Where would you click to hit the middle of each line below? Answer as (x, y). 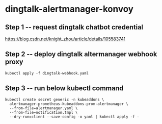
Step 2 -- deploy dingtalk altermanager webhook (81, 54)
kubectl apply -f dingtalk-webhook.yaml (47, 73)
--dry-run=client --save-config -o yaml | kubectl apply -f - (74, 117)
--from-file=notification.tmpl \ (44, 112)
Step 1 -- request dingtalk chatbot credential (74, 27)
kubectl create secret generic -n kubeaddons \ (55, 99)
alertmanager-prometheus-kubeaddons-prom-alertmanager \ (69, 104)
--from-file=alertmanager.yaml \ (44, 108)
